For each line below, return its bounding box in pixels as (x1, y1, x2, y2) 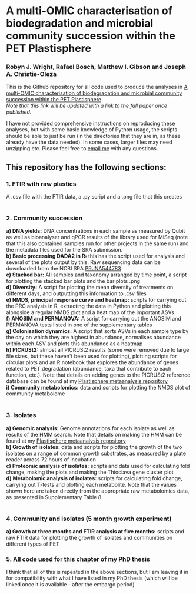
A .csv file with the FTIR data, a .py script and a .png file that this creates (6, 193, 182, 200)
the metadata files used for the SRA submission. (6, 246, 123, 253)
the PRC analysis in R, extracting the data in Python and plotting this (6, 302, 171, 310)
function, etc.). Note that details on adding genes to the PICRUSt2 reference (6, 371, 191, 378)
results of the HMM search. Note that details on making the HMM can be (6, 431, 182, 438)
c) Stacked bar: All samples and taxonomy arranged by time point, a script (6, 271, 187, 278)
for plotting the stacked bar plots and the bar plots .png (6, 278, 140, 285)
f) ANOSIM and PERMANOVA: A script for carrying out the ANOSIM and (6, 315, 181, 322)
